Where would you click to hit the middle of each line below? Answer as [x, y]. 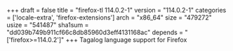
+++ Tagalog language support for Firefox [126, 40]
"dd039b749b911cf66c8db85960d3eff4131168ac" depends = [95, 32]
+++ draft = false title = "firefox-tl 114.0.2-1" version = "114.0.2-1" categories [116, 10]
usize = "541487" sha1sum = [48, 25]
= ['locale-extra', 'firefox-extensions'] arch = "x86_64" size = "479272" [109, 17]
